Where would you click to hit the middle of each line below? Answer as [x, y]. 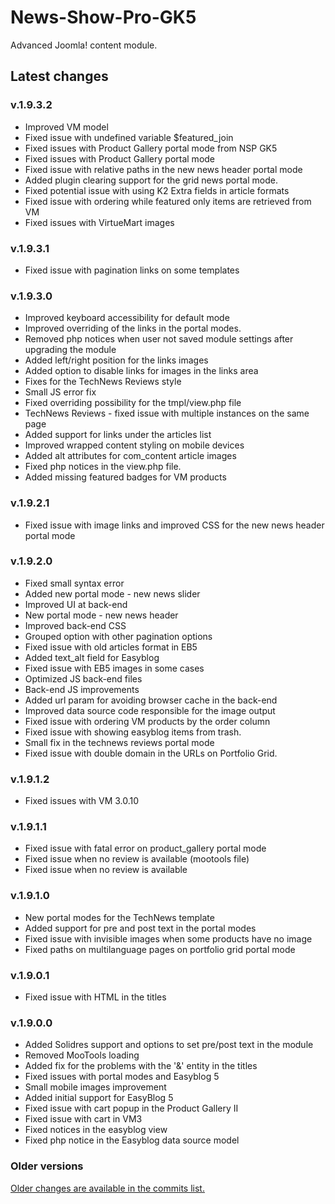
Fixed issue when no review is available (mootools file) [137, 859]
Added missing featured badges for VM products [125, 477]
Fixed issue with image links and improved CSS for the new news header [174, 525]
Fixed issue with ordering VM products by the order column [147, 721]
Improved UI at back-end [76, 604]
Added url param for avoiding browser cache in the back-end [151, 700]
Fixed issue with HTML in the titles [95, 997]
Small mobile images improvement [95, 1087]
